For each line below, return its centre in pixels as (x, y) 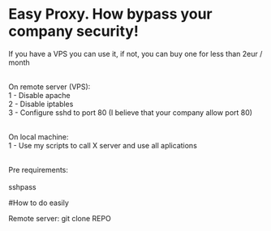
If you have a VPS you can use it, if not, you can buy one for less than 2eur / (135, 53)
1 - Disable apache (39, 95)
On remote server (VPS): (49, 87)
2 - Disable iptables (41, 104)
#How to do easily (39, 203)
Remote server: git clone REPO (60, 218)
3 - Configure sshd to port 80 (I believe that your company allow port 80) (131, 112)
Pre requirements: (39, 169)
